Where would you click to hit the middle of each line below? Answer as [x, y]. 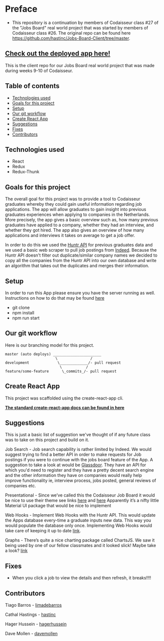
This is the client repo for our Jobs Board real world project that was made [80, 65]
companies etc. [21, 486]
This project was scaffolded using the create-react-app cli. [64, 398]
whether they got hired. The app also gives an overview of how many [75, 230]
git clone [21, 308]
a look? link [16, 551]
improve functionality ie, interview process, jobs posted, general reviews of [81, 480]
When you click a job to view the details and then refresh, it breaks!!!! [82, 578]
